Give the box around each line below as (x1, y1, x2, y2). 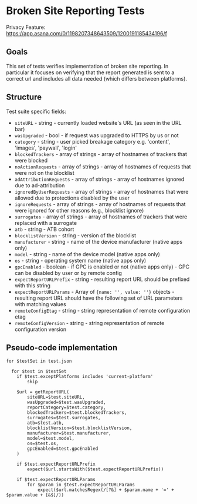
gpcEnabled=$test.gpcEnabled (27, 446, 98, 452)
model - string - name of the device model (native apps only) (14, 250, 160, 257)
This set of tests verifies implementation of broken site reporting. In (6, 62, 169, 69)
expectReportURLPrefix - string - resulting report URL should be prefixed (14, 276, 190, 283)
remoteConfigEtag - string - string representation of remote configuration (14, 307, 191, 314)
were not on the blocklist (14, 169, 74, 176)
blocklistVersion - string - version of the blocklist (14, 231, 137, 239)
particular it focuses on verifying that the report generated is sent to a (6, 69, 175, 76)
